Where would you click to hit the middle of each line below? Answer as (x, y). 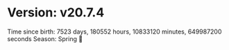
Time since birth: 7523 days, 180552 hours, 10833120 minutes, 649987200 (114, 32)
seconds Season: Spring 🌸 (45, 38)
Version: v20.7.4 (56, 13)
